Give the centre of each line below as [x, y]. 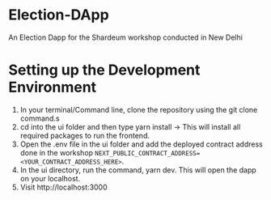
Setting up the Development [104, 70]
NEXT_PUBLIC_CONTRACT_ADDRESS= [148, 153]
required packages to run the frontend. [85, 135]
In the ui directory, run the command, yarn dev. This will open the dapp [138, 170]
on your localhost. [50, 178]
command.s [40, 118]
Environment [53, 87]
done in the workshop [57, 152]
